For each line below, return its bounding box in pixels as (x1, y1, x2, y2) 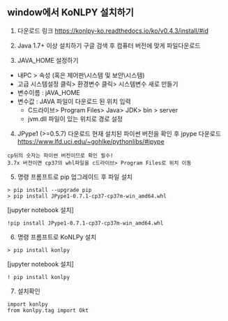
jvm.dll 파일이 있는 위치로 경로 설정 (27, 114, 123, 123)
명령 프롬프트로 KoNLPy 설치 (17, 232, 97, 241)
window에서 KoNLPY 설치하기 (7, 6, 135, 19)
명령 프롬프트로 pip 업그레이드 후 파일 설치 (17, 172, 132, 181)
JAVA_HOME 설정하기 (17, 56, 79, 64)
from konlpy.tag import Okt (7, 306, 89, 314)
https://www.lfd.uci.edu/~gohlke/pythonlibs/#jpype (17, 137, 165, 145)
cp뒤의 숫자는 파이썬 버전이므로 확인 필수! (7, 152, 114, 159)
